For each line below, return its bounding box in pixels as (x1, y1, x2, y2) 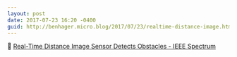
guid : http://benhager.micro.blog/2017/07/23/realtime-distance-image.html (7, 23, 235, 30)
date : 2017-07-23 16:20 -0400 (7, 17, 97, 24)
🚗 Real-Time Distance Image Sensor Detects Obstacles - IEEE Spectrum (7, 42, 217, 51)
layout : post (7, 10, 46, 17)
